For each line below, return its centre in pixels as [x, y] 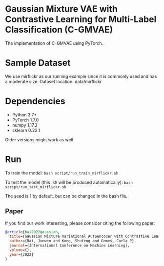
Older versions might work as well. [40, 139]
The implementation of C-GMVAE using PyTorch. [54, 43]
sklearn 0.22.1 [26, 130]
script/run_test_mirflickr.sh [36, 187]
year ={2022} [22, 254]
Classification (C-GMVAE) [59, 30]
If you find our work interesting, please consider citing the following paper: [80, 223]
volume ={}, [20, 250]
